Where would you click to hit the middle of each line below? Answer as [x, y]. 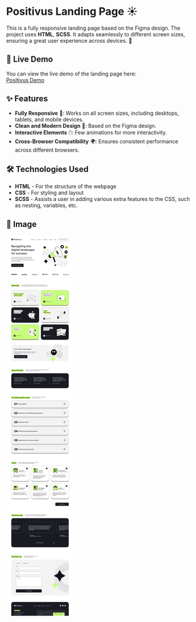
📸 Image [21, 224]
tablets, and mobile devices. [49, 119]
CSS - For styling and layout [49, 193]
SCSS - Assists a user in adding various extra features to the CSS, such [102, 199]
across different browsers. [47, 150]
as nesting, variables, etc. [46, 205]
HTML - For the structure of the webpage [66, 187]
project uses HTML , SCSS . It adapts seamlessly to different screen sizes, [96, 34]
